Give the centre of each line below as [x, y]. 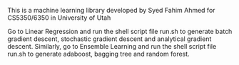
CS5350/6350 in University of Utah [59, 18]
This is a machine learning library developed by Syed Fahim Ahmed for [111, 10]
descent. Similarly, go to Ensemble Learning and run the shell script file [112, 46]
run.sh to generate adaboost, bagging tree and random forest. [99, 54]
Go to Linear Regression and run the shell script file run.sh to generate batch [120, 31]
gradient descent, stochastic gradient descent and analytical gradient [110, 39]
